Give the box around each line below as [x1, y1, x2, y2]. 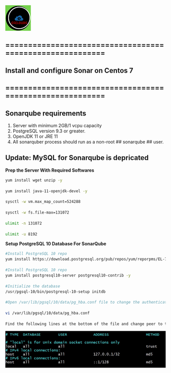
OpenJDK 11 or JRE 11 [12, 133, 58, 139]
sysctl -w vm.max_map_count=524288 [5, 199, 81, 204]
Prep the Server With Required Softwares [5, 167, 95, 173]
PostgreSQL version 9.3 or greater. [12, 128, 85, 134]
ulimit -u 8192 [5, 231, 38, 237]
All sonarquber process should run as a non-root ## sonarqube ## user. [12, 138, 164, 145]
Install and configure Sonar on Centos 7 [5, 66, 133, 75]
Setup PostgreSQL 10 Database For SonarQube [5, 241, 107, 247]
